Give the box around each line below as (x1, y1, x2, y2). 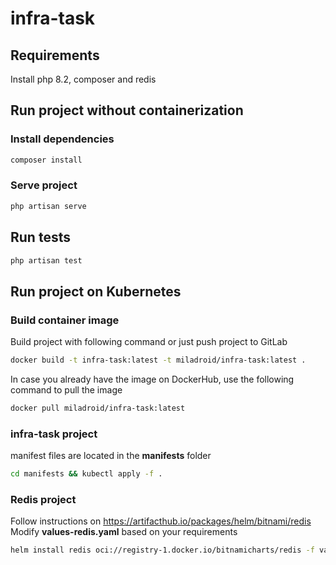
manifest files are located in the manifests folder (10, 450, 212, 462)
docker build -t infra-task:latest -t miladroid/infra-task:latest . (10, 355, 307, 366)
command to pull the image (10, 383, 123, 396)
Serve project (10, 178, 78, 192)
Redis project (10, 492, 77, 506)
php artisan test (10, 255, 83, 266)
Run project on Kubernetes (10, 283, 182, 300)
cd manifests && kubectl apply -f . (10, 469, 163, 479)
